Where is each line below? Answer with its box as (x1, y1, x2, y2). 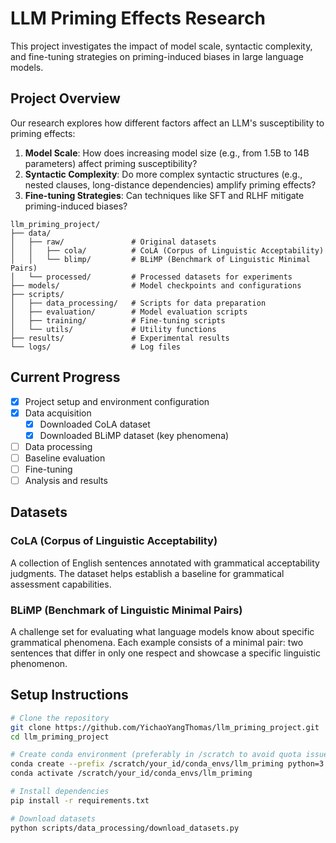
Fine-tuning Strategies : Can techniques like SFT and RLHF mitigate (24, 189, 305, 201)
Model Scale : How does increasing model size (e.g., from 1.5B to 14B (24, 147, 310, 159)
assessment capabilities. (10, 578, 112, 590)
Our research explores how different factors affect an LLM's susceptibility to (10, 117, 325, 129)
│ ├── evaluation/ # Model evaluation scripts (10, 307, 248, 317)
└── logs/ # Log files (10, 342, 182, 352)
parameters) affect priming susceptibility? (24, 157, 198, 169)
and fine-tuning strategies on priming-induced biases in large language (10, 50, 304, 62)
